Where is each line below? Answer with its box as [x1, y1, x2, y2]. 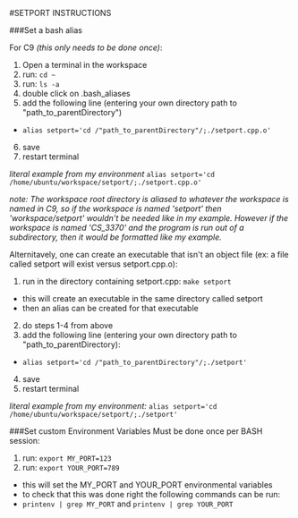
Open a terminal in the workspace [21, 60, 148, 70]
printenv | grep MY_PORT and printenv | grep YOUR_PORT [21, 498, 234, 509]
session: [9, 436, 40, 446]
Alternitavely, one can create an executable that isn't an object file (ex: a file [9, 250, 289, 259]
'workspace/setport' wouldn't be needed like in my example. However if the [9, 213, 289, 223]
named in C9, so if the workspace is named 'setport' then [9, 203, 222, 214]
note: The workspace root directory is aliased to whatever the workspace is [9, 194, 289, 204]
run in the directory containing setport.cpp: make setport [21, 276, 232, 286]
